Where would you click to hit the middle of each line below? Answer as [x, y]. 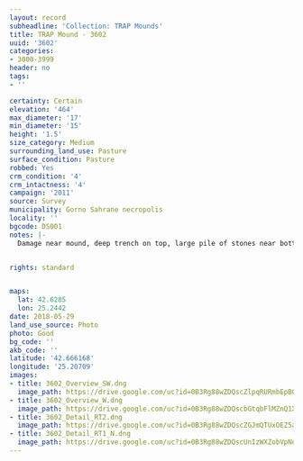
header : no [30, 68]
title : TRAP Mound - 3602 [58, 34]
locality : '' [34, 218]
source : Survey [38, 202]
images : [24, 375]
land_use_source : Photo [54, 325]
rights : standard [42, 267]
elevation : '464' [42, 109]
